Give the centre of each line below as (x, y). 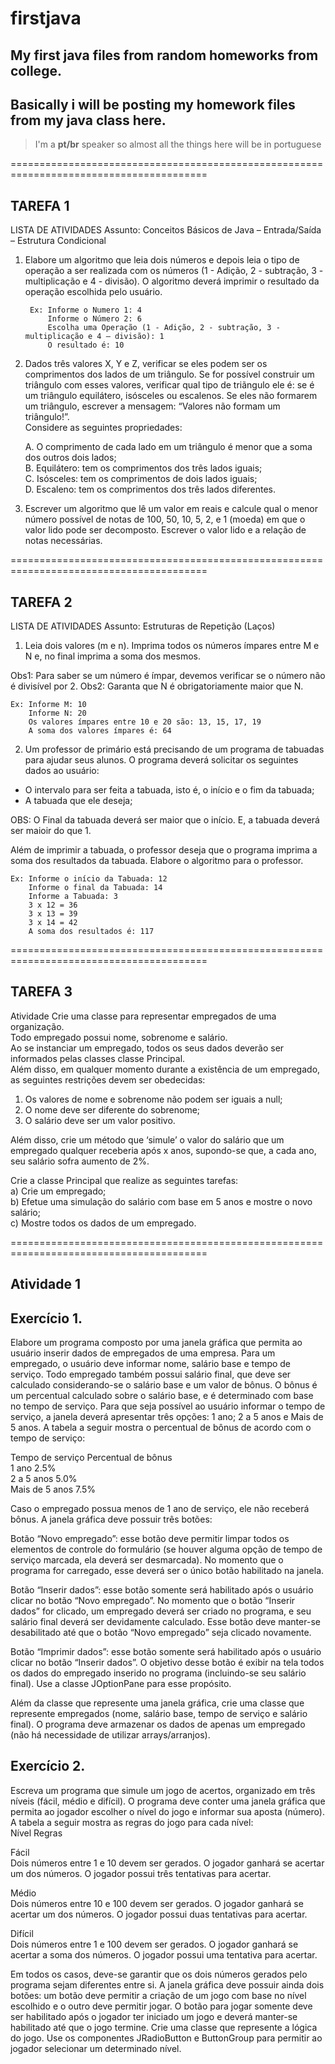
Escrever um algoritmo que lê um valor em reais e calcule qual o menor (171, 509)
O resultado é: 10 (86, 345)
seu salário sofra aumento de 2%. (80, 1161)
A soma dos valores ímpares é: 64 (100, 731)
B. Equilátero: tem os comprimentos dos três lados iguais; (143, 468)
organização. (37, 1026)
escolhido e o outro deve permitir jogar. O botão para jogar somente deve (161, 2006)
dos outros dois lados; (70, 458)
